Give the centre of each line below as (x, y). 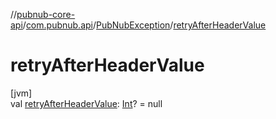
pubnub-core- (46, 14)
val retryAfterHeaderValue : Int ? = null (86, 103)
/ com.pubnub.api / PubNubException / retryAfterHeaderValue (144, 25)
